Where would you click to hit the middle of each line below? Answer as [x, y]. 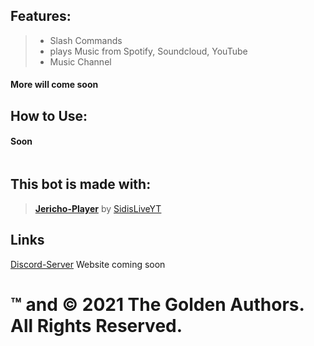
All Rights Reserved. [96, 325]
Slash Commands [86, 40]
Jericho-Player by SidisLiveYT [98, 208]
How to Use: [49, 115]
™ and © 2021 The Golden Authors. [157, 304]
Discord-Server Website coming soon [88, 264]
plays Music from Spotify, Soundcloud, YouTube [148, 51]
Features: [41, 16]
